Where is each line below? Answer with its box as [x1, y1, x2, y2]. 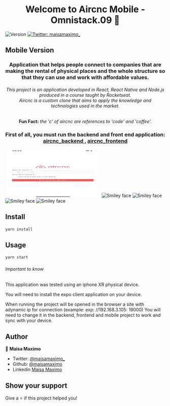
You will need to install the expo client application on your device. [5, 292, 142, 298]
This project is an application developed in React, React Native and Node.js [6, 86, 165, 93]
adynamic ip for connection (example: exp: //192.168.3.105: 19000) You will [5, 307, 161, 313]
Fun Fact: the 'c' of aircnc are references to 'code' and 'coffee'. [18, 119, 152, 125]
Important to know [5, 266, 44, 272]
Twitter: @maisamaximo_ [12, 356, 65, 362]
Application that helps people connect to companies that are [9, 61, 161, 68]
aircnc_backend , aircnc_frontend [43, 137, 128, 144]
